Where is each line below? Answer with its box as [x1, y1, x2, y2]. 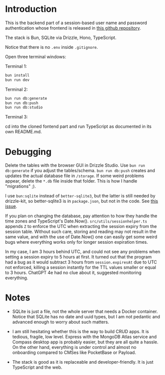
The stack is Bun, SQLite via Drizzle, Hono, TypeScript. [5, 35, 117, 40]
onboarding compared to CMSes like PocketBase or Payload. [12, 349, 136, 356]
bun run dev [5, 77, 30, 82]
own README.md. [5, 129, 42, 135]
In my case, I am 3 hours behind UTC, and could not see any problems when [5, 249, 161, 255]
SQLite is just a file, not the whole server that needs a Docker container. [12, 308, 158, 314]
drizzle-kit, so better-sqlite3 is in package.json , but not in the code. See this [5, 198, 159, 204]
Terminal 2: [5, 86, 28, 92]
